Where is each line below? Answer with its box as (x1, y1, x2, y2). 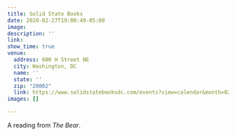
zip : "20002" (13, 82, 52, 89)
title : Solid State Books (7, 10, 83, 18)
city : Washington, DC (13, 63, 77, 70)
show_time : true (7, 43, 55, 50)
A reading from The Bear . (7, 121, 81, 129)
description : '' (7, 30, 55, 37)
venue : (7, 50, 27, 57)
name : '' (13, 69, 39, 76)
